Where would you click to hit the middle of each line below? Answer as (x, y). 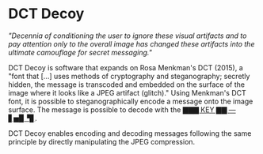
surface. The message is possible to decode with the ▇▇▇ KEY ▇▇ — (122, 109)
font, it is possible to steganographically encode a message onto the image (131, 101)
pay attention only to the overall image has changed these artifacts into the (131, 43)
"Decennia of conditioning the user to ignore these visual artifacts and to (128, 36)
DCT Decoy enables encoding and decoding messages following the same (130, 133)
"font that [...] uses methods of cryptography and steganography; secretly (129, 76)
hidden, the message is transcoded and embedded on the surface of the (127, 85)
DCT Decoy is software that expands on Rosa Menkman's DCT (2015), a (126, 67)
